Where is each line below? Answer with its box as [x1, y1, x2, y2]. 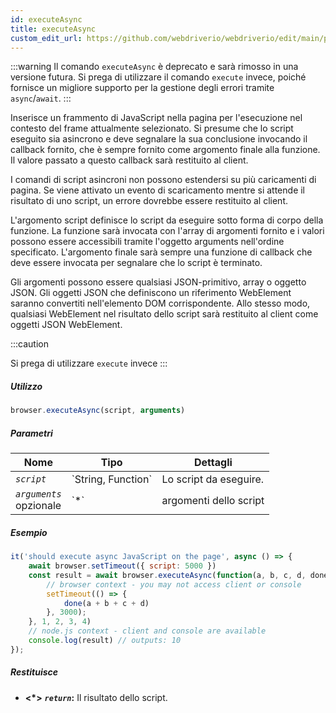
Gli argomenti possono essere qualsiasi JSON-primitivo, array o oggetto [10, 276, 307, 288]
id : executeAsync [10, 14, 83, 25]
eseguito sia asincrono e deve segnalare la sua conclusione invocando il [10, 133, 308, 145]
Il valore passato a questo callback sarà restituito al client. [10, 154, 249, 166]
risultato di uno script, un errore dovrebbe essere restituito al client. [10, 195, 288, 207]
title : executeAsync [10, 24, 97, 34]
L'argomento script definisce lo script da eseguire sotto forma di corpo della [10, 214, 324, 226]
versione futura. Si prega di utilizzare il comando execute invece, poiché [10, 71, 307, 83]
